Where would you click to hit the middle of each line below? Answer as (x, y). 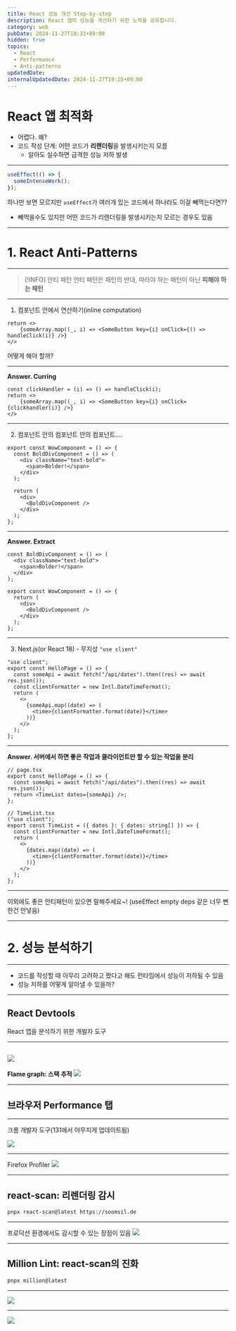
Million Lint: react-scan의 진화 (73, 1264)
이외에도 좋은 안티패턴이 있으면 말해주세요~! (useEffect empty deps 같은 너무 (114, 901)
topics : (19, 46)
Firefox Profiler (29, 1165)
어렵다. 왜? (32, 137)
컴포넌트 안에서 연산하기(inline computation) (79, 310)
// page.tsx (25, 770)
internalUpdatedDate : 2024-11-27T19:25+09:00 (75, 79)
